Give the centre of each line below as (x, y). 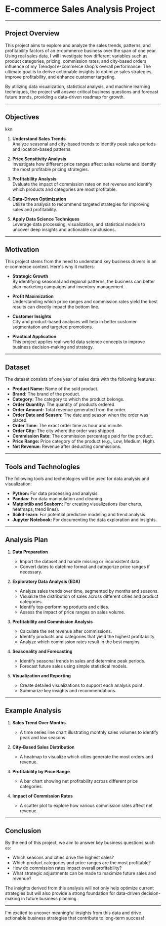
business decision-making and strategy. (53, 347)
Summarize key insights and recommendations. (68, 690)
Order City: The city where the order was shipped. (64, 431)
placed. (20, 420)
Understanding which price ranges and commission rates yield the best (85, 302)
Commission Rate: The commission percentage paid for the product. (83, 436)
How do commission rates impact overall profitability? (67, 868)
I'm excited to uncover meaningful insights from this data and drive (73, 913)
